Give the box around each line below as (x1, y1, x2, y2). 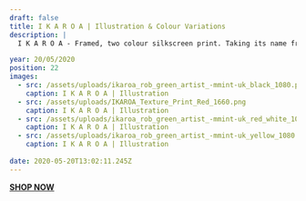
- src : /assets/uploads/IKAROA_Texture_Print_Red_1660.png (17, 97, 247, 106)
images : (9, 72, 39, 82)
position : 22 (9, 64, 59, 73)
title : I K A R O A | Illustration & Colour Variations (9, 22, 226, 31)
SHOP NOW (9, 181, 55, 192)
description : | (9, 30, 67, 39)
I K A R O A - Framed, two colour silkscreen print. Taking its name (17, 38, 287, 48)
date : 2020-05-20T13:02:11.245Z (9, 156, 132, 166)
